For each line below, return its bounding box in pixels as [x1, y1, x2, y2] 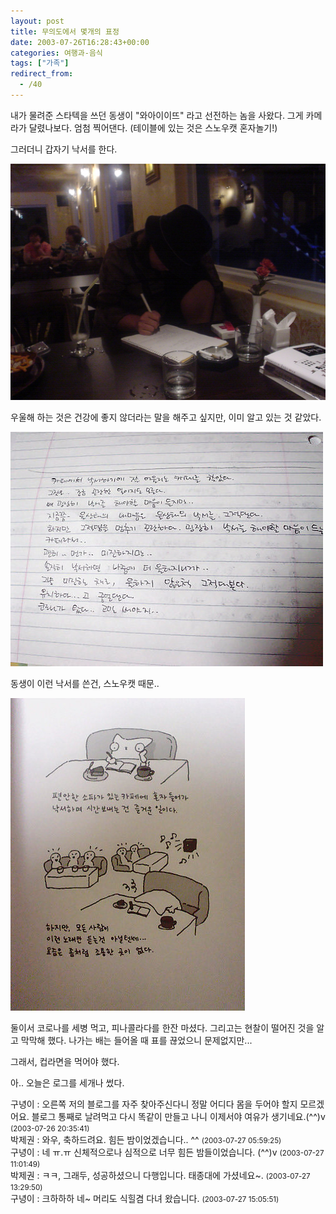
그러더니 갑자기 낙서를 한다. [10, 143, 118, 155]
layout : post [10, 16, 65, 26]
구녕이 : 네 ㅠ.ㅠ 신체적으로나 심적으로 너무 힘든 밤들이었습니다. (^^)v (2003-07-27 [10, 1146, 325, 1158]
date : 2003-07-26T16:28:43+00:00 [10, 37, 150, 47]
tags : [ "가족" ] [10, 58, 70, 69]
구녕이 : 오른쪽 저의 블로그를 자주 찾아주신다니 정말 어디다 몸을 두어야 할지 [10, 1098, 298, 1110]
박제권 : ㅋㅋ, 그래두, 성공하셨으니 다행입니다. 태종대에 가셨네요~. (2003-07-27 [10, 1169, 311, 1181]
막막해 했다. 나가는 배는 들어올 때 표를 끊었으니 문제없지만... [20, 1034, 253, 1046]
